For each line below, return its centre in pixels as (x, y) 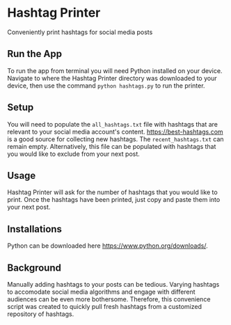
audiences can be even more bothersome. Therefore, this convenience (109, 299)
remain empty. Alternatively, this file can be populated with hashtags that (112, 146)
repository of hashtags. (41, 314)
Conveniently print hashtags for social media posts (80, 32)
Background (34, 268)
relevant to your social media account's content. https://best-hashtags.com (115, 132)
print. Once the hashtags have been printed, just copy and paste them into (114, 200)
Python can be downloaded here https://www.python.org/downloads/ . (108, 246)
